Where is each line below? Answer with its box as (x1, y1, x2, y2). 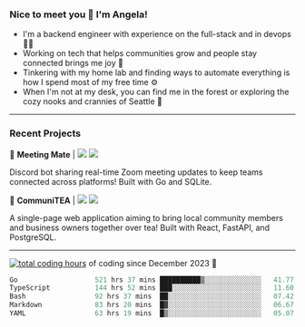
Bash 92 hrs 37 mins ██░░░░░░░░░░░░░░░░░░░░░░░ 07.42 (9, 292, 295, 302)
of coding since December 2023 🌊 (88, 257, 218, 268)
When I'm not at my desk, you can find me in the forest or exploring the (22, 86, 290, 98)
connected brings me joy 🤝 (22, 58, 124, 69)
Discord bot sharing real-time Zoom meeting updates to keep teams (9, 167, 263, 178)
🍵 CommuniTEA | (9, 195, 75, 206)
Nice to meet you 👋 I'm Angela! (9, 8, 148, 21)
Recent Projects (9, 127, 82, 139)
